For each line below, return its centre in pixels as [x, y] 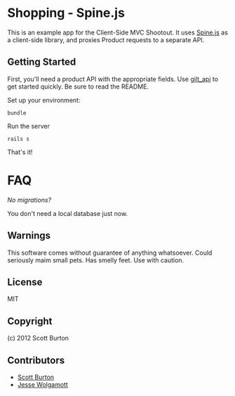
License [25, 282]
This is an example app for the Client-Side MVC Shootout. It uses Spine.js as [117, 32]
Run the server [29, 126]
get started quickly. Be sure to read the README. [78, 87]
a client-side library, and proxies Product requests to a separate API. [106, 39]
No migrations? [29, 200]
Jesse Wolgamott [42, 384]
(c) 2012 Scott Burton [38, 338]
